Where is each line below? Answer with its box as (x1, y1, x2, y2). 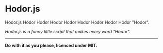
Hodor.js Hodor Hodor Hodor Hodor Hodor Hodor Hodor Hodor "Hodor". (5, 19, 149, 25)
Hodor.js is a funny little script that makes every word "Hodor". (5, 28, 131, 34)
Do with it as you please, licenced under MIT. (5, 42, 98, 48)
